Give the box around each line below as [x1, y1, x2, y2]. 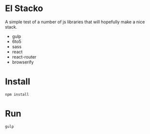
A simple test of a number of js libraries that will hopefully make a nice [5, 19, 145, 25]
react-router [12, 54, 37, 60]
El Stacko [5, 3, 44, 14]
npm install [5, 92, 29, 97]
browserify [12, 59, 34, 65]
